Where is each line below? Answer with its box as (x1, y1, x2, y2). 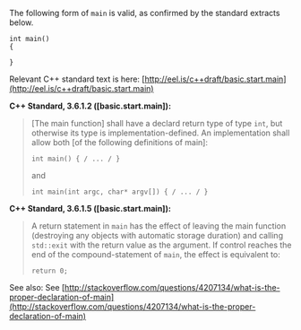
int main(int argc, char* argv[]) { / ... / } (30, 187, 209, 196)
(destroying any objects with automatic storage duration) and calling (30, 230, 284, 240)
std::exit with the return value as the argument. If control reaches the (30, 239, 292, 250)
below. (9, 17, 34, 28)
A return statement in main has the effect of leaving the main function (30, 221, 287, 231)
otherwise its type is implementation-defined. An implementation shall (30, 127, 290, 138)
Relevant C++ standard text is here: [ (9, 74, 145, 84)
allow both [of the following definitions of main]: (30, 137, 209, 147)
